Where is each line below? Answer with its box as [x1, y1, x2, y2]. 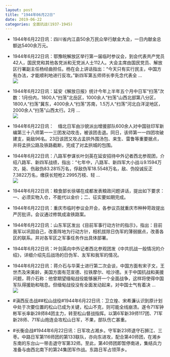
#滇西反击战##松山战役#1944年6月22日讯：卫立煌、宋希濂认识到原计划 [12, 298, 163, 304]
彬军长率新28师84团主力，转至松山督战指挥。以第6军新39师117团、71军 [12, 310, 163, 316]
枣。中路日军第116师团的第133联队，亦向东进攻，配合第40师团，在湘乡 [12, 334, 161, 340]
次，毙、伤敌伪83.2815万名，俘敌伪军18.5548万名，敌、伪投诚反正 [12, 166, 153, 172]
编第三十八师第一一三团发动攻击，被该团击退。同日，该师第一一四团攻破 [12, 129, 164, 136]
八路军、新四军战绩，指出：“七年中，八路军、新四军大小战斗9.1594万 [17, 159, 162, 166]
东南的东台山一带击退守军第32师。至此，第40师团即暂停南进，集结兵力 [12, 340, 162, 346]
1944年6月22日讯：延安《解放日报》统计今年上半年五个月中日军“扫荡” [12, 88, 160, 94]
